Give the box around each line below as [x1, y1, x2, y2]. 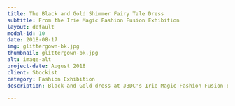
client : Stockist [7, 69, 58, 76]
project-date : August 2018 [7, 62, 86, 69]
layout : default [7, 23, 55, 30]
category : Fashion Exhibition [7, 75, 96, 83]
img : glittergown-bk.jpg [7, 43, 80, 50]
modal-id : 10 [7, 29, 45, 37]
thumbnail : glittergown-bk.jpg [7, 50, 99, 57]
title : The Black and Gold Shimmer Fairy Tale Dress [7, 10, 164, 18]
